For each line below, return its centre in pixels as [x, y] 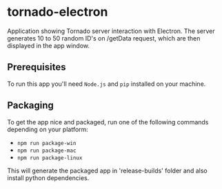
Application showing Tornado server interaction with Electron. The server [111, 31]
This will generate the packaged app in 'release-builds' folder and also [108, 170]
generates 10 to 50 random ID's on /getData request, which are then [104, 38]
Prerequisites [37, 67]
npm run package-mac [47, 151]
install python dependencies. [48, 178]
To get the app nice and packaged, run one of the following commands [108, 122]
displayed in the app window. [49, 45]
